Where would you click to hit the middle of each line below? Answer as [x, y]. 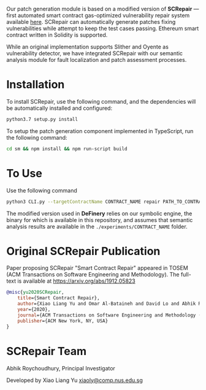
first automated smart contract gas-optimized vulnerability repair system [98, 15]
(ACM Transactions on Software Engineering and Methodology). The [93, 275]
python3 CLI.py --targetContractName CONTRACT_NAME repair [83, 202]
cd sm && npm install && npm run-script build [67, 149]
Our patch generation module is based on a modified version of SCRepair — [103, 9]
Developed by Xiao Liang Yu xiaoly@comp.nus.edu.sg [74, 380]
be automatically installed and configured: [59, 108]
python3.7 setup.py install [42, 119]
